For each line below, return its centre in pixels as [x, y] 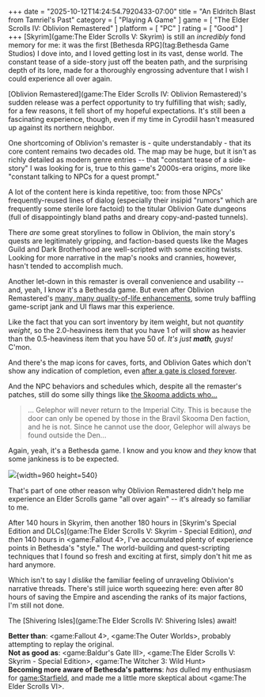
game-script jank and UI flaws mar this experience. [92, 307]
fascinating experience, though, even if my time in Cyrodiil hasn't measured [131, 119]
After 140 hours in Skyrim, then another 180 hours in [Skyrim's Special [123, 523]
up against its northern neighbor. [61, 127]
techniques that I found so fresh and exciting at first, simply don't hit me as [130, 556]
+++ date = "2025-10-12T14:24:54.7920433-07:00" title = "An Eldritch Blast [132, 11]
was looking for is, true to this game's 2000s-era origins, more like [142, 168]
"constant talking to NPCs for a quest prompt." [84, 176]
